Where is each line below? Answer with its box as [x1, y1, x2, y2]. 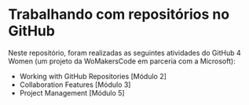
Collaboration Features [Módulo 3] [19, 80, 131, 89]
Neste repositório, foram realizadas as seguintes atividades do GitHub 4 [8, 48, 241, 57]
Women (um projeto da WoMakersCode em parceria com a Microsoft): [8, 56, 236, 66]
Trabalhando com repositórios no [8, 5, 230, 24]
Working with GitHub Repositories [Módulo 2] [19, 71, 167, 81]
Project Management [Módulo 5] [19, 88, 125, 97]
